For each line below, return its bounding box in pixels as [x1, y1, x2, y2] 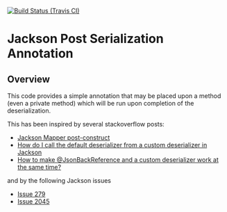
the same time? [17, 163, 61, 171]
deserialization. [7, 106, 51, 115]
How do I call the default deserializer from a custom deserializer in [17, 141, 208, 149]
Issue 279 [17, 190, 46, 198]
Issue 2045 [17, 197, 50, 205]
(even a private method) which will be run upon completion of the [7, 99, 194, 107]
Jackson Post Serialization [7, 31, 165, 47]
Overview [7, 73, 51, 85]
